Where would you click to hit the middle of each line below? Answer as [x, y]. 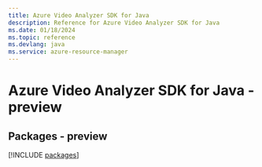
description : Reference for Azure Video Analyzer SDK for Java [114, 23]
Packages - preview [58, 136]
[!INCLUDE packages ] [44, 155]
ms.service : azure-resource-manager [68, 52]
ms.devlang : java [37, 45]
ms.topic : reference [42, 37]
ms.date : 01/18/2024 [42, 30]
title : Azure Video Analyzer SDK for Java [79, 15]
